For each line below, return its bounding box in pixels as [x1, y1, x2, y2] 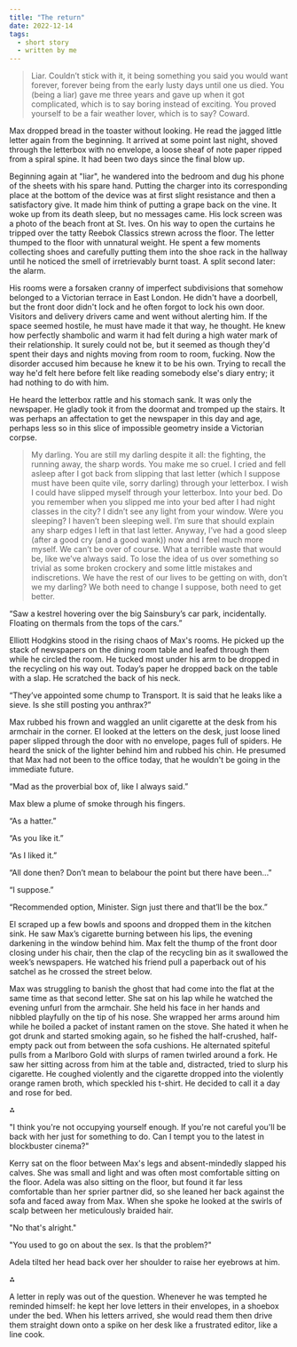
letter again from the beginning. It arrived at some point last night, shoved [9, 135, 278, 146]
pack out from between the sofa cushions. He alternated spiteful [34, 1040, 270, 1051]
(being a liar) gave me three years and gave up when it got [30, 90, 246, 100]
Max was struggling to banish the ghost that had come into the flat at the [9, 983, 275, 994]
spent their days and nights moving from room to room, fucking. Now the [9, 349, 276, 360]
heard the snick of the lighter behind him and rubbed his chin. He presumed [9, 745, 286, 756]
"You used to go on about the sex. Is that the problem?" [9, 1239, 212, 1250]
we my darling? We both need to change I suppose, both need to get [30, 581, 282, 592]
